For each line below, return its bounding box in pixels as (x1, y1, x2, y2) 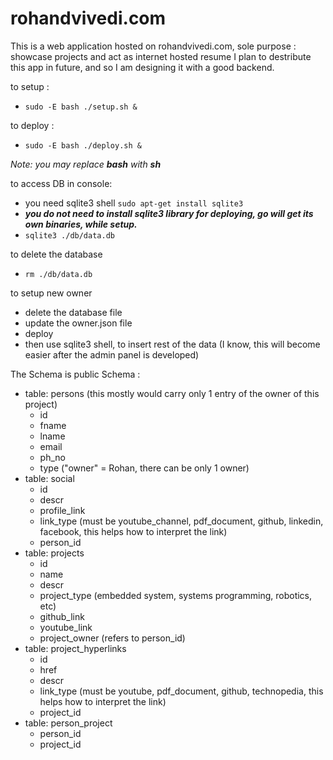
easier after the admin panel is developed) (24, 348, 200, 361)
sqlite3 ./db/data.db (24, 230, 115, 241)
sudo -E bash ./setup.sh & (24, 102, 138, 112)
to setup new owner (10, 287, 93, 299)
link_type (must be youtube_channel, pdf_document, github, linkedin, (39, 515, 324, 527)
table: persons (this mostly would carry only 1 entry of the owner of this (24, 387, 320, 399)
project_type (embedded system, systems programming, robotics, (39, 589, 313, 601)
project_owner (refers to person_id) (39, 632, 186, 644)
